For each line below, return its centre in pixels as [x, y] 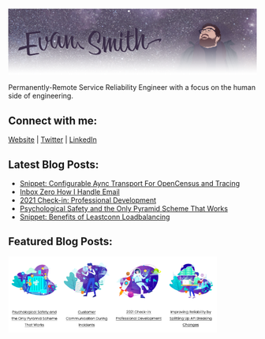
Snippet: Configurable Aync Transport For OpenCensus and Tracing [130, 183]
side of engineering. [41, 96]
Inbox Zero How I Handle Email [69, 192]
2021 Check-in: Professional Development [88, 200]
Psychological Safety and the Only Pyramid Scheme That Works [124, 208]
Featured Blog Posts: [60, 242]
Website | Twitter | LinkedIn [52, 140]
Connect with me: [53, 120]
